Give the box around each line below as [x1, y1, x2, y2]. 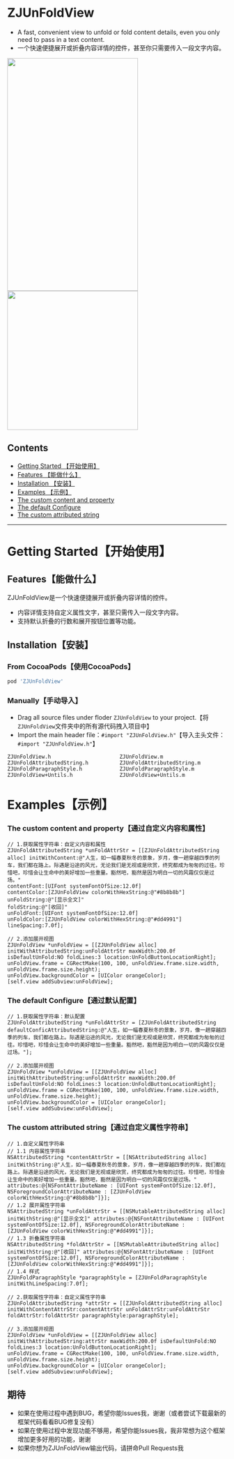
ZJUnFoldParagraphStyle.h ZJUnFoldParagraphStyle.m [7, 765, 195, 772]
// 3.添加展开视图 [7, 1325, 54, 1333]
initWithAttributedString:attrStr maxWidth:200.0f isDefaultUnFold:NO [7, 1338, 217, 1345]
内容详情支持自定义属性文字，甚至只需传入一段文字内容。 [17, 608, 182, 617]
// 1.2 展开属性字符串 [7, 1202, 66, 1209]
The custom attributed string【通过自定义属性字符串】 [7, 1123, 193, 1133]
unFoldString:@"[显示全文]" [7, 896, 85, 904]
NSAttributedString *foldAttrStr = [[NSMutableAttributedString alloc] [7, 1241, 219, 1248]
